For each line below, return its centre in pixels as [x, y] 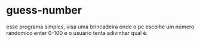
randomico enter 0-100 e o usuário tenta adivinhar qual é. [77, 33]
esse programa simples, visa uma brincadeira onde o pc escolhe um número [100, 27]
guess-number [44, 10]
